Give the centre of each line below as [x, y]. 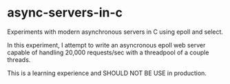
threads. [19, 59]
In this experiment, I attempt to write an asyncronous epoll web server [106, 45]
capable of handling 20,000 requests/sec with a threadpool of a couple [108, 52]
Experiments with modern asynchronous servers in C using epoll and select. [115, 32]
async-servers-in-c [65, 13]
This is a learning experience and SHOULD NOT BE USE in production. [107, 73]
